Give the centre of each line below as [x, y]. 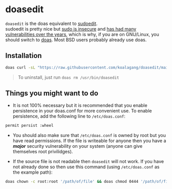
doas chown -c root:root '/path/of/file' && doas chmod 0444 [72, 182]
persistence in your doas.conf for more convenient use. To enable [82, 111]
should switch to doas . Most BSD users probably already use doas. [76, 40]
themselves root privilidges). [43, 152]
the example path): [33, 172]
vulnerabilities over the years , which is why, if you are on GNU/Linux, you [82, 34]
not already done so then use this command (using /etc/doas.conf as [86, 167]
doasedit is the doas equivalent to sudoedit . [51, 23]
